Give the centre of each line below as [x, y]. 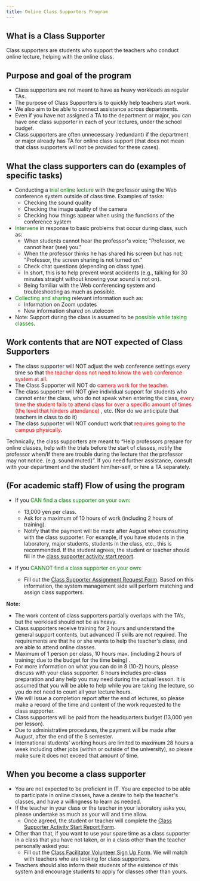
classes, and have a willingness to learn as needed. [78, 801]
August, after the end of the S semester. [64, 736]
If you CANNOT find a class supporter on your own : [78, 568]
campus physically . [39, 429]
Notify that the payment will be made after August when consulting [106, 531]
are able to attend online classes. [56, 647]
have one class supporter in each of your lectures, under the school [98, 122]
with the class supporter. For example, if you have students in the [104, 537]
